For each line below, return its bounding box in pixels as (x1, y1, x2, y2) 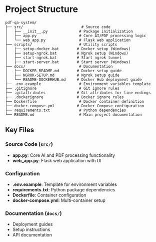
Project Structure (5, 4, 78, 15)
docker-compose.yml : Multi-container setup (12, 197, 106, 203)
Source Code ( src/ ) (5, 141, 53, 148)
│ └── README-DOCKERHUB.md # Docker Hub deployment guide (5, 77, 142, 82)
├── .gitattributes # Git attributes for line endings (5, 90, 151, 95)
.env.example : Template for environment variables (12, 181, 117, 187)
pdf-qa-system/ (5, 20, 37, 25)
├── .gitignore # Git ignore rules (5, 86, 120, 91)
